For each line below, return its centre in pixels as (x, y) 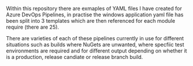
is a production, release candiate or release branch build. (75, 57)
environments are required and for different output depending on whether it (97, 51)
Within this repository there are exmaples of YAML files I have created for (94, 8)
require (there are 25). (33, 27)
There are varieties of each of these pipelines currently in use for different (95, 38)
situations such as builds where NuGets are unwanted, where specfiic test (95, 44)
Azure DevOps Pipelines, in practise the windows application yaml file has (95, 15)
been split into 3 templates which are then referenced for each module (91, 21)
